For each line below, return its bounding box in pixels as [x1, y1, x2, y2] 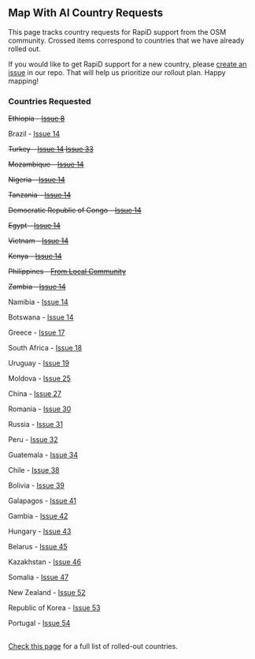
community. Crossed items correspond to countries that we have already [8, 36, 245, 45]
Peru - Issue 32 [8, 435, 59, 444]
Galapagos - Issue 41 [8, 496, 77, 506]
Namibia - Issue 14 [8, 298, 68, 307]
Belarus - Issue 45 [8, 542, 68, 552]
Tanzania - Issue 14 [8, 190, 72, 200]
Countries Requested [8, 95, 92, 107]
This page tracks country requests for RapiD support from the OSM [8, 27, 227, 36]
